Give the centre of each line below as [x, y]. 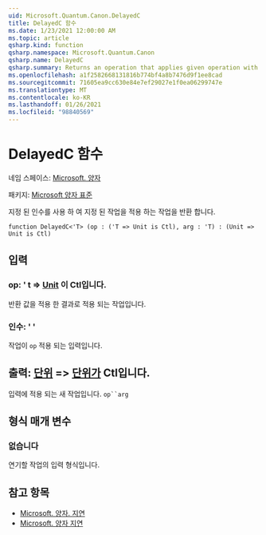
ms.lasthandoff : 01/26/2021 [55, 105]
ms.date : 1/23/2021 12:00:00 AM [62, 30]
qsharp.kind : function [46, 46]
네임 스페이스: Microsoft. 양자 [55, 177]
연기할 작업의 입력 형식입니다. [54, 465]
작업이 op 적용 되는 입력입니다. [55, 345]
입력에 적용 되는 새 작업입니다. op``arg [68, 394]
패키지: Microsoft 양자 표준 [51, 194]
